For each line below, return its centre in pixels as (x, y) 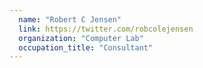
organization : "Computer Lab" (81, 38)
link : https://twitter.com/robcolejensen (106, 29)
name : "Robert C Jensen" (70, 19)
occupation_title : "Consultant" (86, 47)
